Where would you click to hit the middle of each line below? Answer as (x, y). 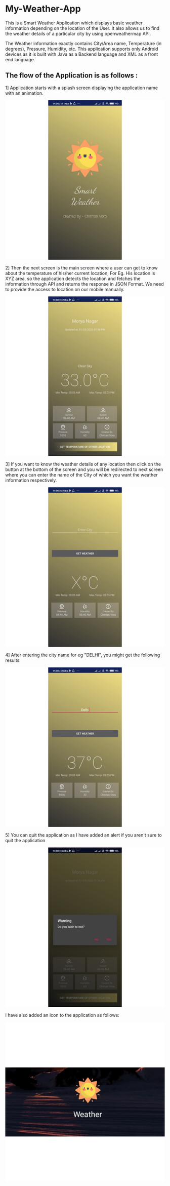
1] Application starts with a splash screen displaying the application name (82, 88)
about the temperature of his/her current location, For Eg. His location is (80, 273)
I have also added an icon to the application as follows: (62, 1015)
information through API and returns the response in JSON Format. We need (85, 284)
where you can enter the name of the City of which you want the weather (81, 475)
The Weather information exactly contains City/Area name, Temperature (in (83, 43)
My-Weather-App (43, 9)
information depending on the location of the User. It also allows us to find (82, 28)
